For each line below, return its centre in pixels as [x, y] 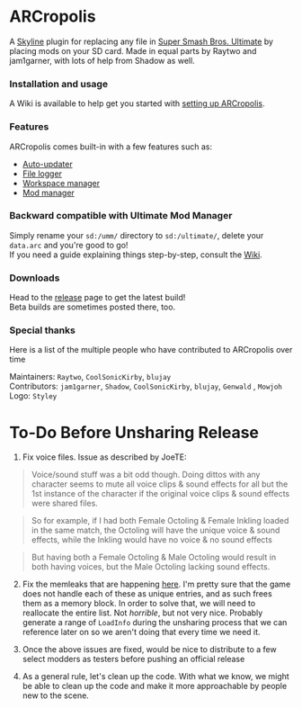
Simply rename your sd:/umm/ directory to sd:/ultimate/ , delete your [137, 235]
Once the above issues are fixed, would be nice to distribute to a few [149, 650]
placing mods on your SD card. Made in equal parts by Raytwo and [133, 50]
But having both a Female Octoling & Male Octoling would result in [154, 557]
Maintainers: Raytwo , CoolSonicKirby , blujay [90, 377]
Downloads [35, 278]
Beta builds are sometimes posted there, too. [93, 307]
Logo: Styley [33, 396]
